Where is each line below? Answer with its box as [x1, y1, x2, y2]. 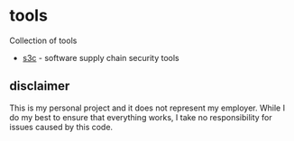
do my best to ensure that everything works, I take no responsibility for [9, 111, 272, 122]
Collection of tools [9, 35, 78, 46]
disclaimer [9, 78, 70, 94]
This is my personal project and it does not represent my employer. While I [9, 102, 286, 113]
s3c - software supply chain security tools [22, 52, 179, 63]
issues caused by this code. [9, 121, 114, 132]
